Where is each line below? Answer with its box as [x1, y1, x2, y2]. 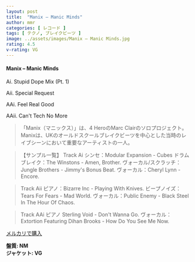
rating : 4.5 [6, 42, 35, 48]
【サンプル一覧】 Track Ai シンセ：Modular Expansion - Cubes [20, 151, 173, 159]
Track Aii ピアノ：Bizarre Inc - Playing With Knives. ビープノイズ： [20, 184, 181, 192]
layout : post [6, 8, 38, 15]
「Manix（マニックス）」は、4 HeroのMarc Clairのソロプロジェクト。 [20, 124, 187, 131]
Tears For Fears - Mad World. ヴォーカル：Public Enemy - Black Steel [20, 192, 189, 199]
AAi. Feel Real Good [6, 100, 55, 108]
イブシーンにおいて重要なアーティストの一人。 [20, 139, 133, 146]
